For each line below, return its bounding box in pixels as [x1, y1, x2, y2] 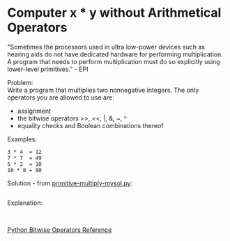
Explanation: [7, 199, 43, 207]
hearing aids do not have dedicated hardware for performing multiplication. [7, 50, 223, 59]
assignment [17, 107, 51, 115]
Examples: [7, 134, 37, 143]
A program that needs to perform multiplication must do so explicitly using [7, 57, 221, 65]
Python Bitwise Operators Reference [7, 225, 112, 234]
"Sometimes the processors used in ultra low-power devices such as [7, 42, 206, 51]
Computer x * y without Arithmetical [7, 5, 222, 21]
